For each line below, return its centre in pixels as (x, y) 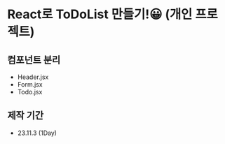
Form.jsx (30, 84)
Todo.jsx (30, 92)
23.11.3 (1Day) (37, 133)
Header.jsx (33, 77)
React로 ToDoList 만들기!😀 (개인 (100, 14)
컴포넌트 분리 (34, 60)
